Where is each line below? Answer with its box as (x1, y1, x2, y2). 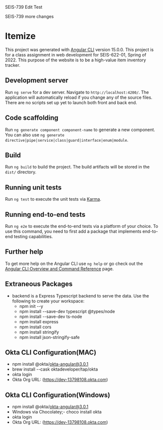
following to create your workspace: (12, 298, 85, 304)
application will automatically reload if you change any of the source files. (5, 94, 152, 100)
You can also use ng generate (5, 131, 65, 138)
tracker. (5, 62, 20, 68)
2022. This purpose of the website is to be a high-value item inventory (5, 57, 146, 63)
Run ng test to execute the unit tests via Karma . (5, 196, 101, 202)
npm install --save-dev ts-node (19, 314, 82, 319)
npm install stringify (19, 329, 59, 335)
